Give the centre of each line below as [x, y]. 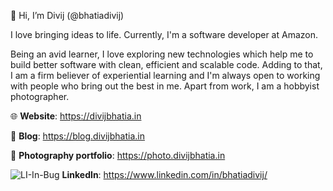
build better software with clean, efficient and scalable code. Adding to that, [166, 64]
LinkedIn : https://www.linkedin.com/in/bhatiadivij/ [164, 174]
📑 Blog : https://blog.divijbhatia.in [77, 136]
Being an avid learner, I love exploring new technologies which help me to [162, 54]
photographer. [40, 96]
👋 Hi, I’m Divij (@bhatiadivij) [67, 15]
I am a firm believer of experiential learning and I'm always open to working [165, 75]
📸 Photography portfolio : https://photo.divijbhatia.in [118, 155]
